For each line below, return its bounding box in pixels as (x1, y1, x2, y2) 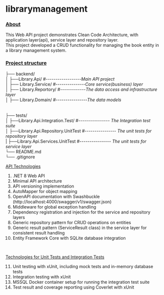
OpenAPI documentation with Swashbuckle (12, 193, 100, 199)
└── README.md (5, 148, 41, 154)
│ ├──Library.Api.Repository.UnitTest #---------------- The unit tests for (5, 128, 152, 134)
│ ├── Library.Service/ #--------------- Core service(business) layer (5, 81, 143, 87)
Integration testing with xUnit (12, 274, 71, 279)
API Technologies (5, 163, 41, 169)
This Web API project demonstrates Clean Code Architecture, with (5, 32, 139, 38)
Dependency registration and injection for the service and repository (12, 209, 151, 215)
